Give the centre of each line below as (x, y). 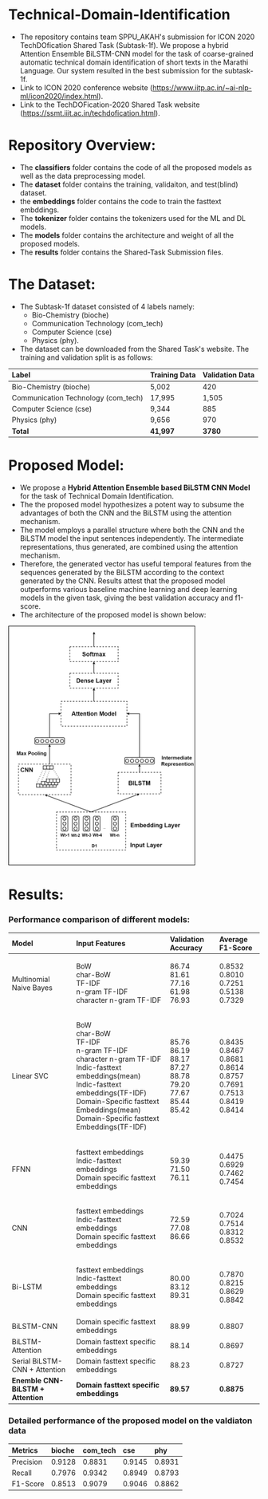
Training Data (173, 375)
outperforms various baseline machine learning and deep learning (128, 589)
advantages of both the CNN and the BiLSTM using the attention (126, 513)
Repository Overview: (82, 146)
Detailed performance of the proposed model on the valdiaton (130, 1420)
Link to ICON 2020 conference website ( (86, 87)
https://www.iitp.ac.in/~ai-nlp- (203, 87)
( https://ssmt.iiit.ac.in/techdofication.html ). (90, 112)
